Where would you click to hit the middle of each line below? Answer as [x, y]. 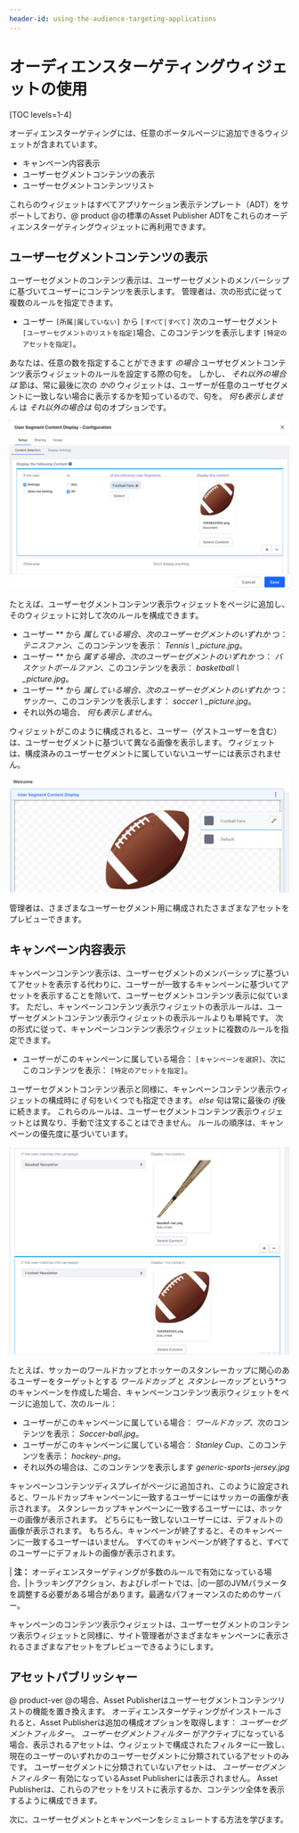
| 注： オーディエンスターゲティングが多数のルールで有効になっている [137, 1572]
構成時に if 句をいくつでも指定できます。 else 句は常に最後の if [163, 1100]
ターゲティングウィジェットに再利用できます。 [125, 227]
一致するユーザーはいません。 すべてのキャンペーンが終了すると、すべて [157, 1541]
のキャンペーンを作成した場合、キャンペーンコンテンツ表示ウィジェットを [145, 1392]
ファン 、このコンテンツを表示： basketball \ [158, 667]
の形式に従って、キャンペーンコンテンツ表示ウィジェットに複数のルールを [145, 1028]
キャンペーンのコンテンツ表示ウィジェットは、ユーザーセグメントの [134, 1624]
